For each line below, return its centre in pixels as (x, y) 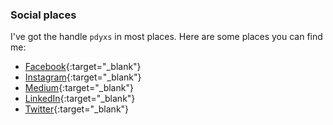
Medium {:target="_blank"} (79, 88)
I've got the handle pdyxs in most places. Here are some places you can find (166, 37)
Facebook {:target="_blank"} (83, 67)
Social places (43, 15)
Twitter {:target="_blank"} (77, 109)
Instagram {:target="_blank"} (83, 77)
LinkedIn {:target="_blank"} (80, 99)
